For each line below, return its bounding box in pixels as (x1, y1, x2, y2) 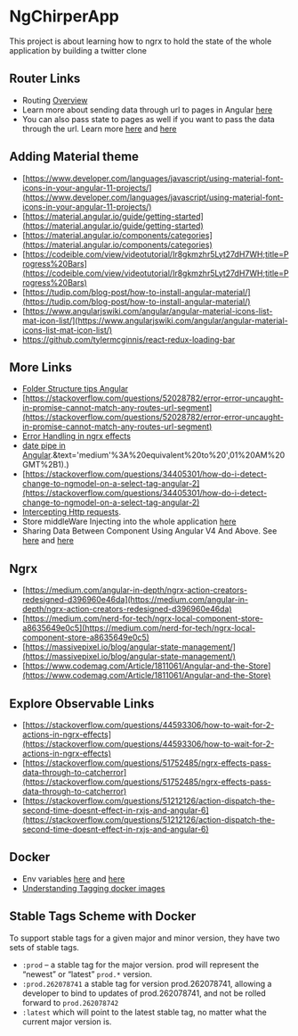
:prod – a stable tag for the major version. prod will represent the (21, 959, 260, 970)
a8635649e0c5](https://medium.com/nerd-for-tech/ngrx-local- (21, 623, 256, 634)
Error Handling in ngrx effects (21, 431, 132, 442)
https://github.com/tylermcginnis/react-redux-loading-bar (21, 334, 236, 344)
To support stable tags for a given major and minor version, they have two (9, 932, 280, 943)
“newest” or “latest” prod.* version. (21, 968, 153, 979)
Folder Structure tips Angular (21, 384, 129, 394)
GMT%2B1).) (21, 460, 69, 470)
